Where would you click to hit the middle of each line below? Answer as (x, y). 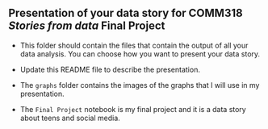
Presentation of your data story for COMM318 (126, 13)
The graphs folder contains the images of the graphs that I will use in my (140, 85)
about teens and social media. (70, 118)
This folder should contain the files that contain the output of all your (134, 45)
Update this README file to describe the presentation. (110, 69)
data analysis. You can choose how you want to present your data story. (140, 54)
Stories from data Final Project (87, 26)
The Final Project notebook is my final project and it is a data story (133, 109)
